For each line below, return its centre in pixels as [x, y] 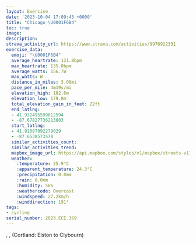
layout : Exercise [27, 11]
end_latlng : [26, 109]
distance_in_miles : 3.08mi [44, 83]
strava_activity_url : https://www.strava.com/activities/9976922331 [91, 44]
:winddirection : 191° [43, 202]
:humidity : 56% [35, 185]
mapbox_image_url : [34, 153]
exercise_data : [24, 50]
